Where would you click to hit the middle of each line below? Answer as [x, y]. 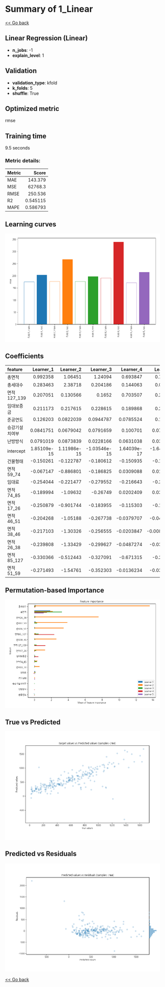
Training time [26, 136]
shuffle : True [26, 93]
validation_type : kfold [35, 83]
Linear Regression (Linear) [47, 38]
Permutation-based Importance [55, 590]
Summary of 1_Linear [49, 9]
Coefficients [25, 356]
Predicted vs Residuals [41, 854]
